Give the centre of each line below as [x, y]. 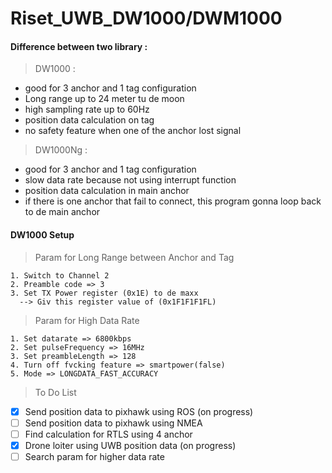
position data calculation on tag [89, 120]
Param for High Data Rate [87, 320]
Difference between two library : [79, 46]
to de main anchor [62, 212]
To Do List [55, 392]
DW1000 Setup [42, 234]
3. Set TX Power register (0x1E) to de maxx [104, 293]
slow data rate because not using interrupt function [130, 180]
